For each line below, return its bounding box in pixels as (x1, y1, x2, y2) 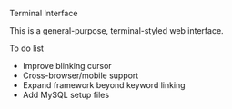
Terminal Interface (9, 8, 78, 18)
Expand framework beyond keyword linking (22, 80, 186, 90)
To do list (9, 43, 44, 54)
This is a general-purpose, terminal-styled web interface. (9, 25, 225, 35)
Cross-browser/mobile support (22, 70, 139, 81)
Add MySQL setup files (22, 90, 110, 100)
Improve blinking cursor (22, 61, 112, 71)
